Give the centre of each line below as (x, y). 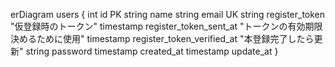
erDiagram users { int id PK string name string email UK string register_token (168, 14)
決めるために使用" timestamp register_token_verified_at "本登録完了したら (162, 38)
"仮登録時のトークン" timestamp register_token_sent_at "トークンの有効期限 (166, 26)
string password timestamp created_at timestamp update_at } (152, 51)
